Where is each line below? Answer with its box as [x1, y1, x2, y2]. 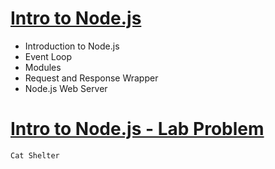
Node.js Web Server [24, 82, 108, 94]
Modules [24, 61, 62, 73]
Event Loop [24, 50, 73, 62]
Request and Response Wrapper [24, 72, 159, 84]
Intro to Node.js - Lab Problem [10, 118, 265, 141]
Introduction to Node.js [24, 40, 120, 52]
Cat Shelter [10, 150, 60, 161]
